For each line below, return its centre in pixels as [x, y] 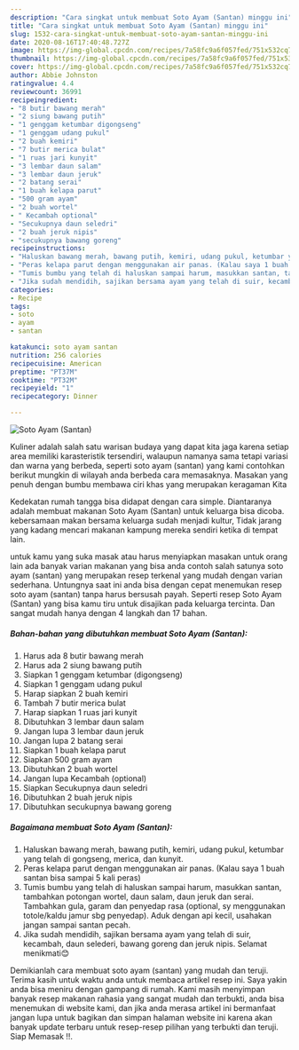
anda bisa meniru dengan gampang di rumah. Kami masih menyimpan [138, 989]
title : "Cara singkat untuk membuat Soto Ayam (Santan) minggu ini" [139, 26]
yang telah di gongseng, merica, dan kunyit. [103, 858]
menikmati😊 [46, 953]
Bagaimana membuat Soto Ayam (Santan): [91, 827]
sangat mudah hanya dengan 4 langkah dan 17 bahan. [109, 613]
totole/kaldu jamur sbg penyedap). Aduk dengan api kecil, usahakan [147, 915]
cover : [22, 67]
